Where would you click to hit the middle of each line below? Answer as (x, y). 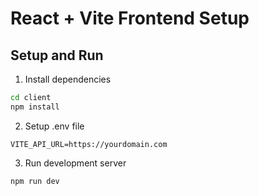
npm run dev (35, 181)
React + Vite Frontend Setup (130, 18)
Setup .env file (54, 126)
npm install (35, 107)
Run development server (75, 163)
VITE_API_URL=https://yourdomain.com (89, 144)
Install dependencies (68, 79)
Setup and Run (57, 55)
